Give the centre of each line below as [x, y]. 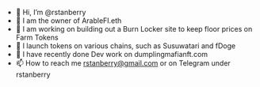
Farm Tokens [37, 37]
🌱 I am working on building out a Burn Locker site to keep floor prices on [134, 29]
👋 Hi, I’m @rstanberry [51, 12]
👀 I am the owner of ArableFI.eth [69, 21]
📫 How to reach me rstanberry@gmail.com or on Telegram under [123, 63]
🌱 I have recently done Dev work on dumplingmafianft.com [112, 54]
